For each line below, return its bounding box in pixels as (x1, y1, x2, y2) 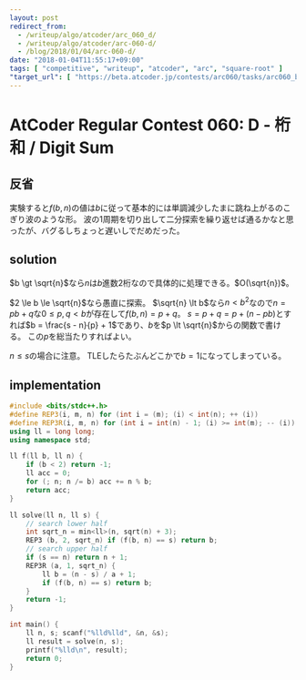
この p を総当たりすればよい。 (26, 331, 137, 342)
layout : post (9, 13, 59, 23)
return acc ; (25, 485, 71, 494)
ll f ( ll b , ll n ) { (9, 452, 84, 461)
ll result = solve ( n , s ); (25, 636, 125, 646)
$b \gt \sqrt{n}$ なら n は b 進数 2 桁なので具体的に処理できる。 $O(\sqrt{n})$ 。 (9, 277, 294, 288)
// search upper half (25, 544, 107, 553)
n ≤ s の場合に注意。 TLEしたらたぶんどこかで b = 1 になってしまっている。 (9, 350, 287, 361)
